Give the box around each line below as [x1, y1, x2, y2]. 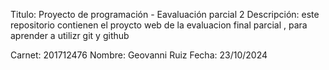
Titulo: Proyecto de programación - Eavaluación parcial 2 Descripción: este [10, 9, 320, 20]
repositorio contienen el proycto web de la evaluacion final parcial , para [10, 19, 308, 31]
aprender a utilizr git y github [10, 30, 130, 41]
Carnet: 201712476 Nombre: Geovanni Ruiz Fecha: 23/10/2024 [10, 49, 268, 61]
